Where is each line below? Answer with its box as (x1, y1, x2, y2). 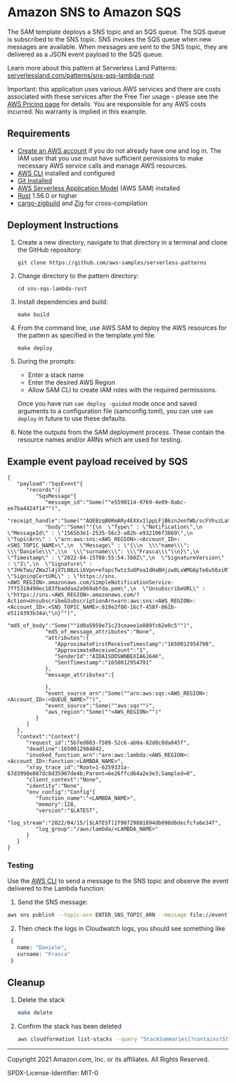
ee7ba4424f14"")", (7, 505, 61, 512)
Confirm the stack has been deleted (17, 1022, 122, 1030)
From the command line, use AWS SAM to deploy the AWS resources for (17, 323, 227, 332)
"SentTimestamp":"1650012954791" (54, 660, 152, 667)
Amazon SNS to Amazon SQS (7, 4, 181, 20)
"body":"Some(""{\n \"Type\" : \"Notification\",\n (44, 524, 202, 531)
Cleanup (7, 977, 46, 989)
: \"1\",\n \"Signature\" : (7, 561, 93, 568)
